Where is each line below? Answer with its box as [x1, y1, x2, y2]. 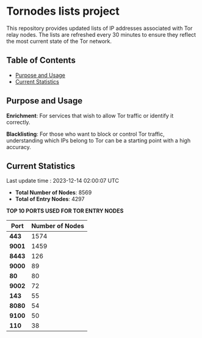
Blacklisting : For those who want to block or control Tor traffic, [6, 130, 165, 138]
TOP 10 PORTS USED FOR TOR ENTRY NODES [6, 207, 124, 215]
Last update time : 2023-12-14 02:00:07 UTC [6, 177, 119, 185]
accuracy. [6, 143, 32, 150]
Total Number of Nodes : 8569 [15, 189, 92, 196]
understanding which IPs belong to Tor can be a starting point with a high [6, 136, 191, 144]
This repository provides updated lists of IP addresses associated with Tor [6, 24, 193, 32]
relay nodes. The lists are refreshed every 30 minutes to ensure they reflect [6, 31, 197, 38]
